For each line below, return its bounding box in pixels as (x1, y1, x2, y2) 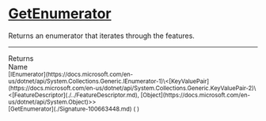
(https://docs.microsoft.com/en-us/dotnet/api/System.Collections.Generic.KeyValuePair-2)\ (8, 84, 256, 92)
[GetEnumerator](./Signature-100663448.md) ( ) (8, 104, 140, 113)
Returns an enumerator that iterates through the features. (8, 31, 196, 40)
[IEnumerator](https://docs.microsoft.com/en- (8, 70, 133, 78)
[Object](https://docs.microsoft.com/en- (140, 91, 251, 99)
